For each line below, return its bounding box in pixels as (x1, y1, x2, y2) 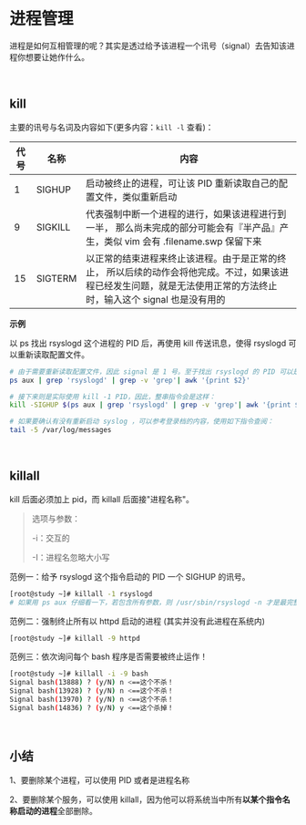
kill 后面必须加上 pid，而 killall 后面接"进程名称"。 (9, 493, 194, 504)
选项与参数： (31, 512, 80, 524)
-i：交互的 (31, 532, 70, 543)
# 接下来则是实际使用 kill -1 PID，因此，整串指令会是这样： (9, 392, 216, 401)
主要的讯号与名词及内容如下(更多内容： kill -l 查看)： (9, 121, 214, 132)
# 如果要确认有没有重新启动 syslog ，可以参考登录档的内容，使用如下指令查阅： (9, 417, 274, 427)
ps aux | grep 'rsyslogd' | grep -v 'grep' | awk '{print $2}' (9, 376, 250, 385)
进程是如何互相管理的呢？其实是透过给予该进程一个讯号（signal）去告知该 (9, 40, 287, 51)
